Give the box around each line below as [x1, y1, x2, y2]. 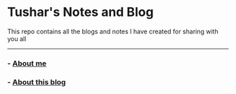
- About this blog [7, 77, 66, 87]
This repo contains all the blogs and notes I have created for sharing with [7, 27, 219, 36]
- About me [7, 58, 47, 68]
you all [7, 34, 27, 42]
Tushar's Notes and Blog [7, 4, 154, 20]
